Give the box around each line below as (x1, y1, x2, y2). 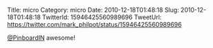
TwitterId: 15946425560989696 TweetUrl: (42, 13, 162, 21)
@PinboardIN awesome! (7, 34, 76, 42)
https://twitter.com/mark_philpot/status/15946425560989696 (7, 21, 182, 28)
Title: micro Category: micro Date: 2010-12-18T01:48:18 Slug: (7, 6, 179, 14)
